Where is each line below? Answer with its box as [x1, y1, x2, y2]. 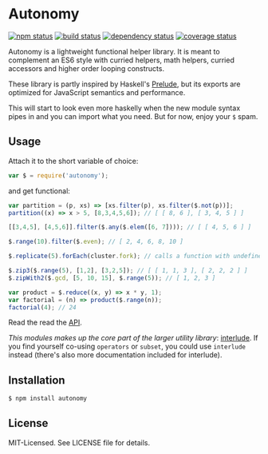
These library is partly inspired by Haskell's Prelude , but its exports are [8, 79, 241, 89]
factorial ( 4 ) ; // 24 [8, 303, 77, 312]
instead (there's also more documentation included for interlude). [8, 350, 223, 360]
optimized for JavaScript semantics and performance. [8, 87, 186, 97]
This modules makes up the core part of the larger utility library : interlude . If [8, 333, 258, 343]
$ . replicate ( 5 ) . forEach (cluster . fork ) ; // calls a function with [8, 253, 231, 261]
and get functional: [8, 185, 70, 196]
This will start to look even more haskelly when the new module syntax [8, 103, 241, 113]
